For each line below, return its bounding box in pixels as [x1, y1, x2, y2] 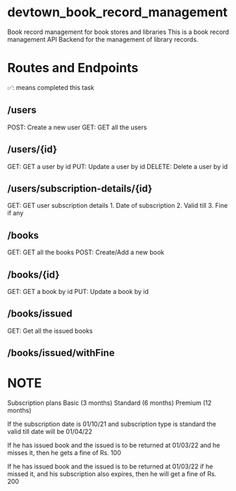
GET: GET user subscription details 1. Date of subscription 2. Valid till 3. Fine [7, 201, 228, 210]
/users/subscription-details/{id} [7, 182, 153, 194]
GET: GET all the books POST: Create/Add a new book [7, 248, 164, 256]
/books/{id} [7, 268, 60, 280]
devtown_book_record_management [7, 4, 228, 20]
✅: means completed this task [7, 83, 94, 92]
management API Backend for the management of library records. [7, 35, 199, 43]
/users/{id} [7, 143, 58, 155]
